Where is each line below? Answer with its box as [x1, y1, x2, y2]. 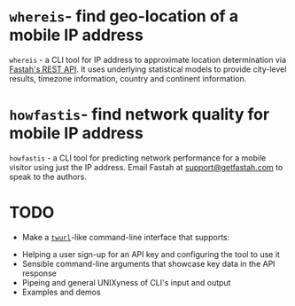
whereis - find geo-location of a [9, 6, 239, 27]
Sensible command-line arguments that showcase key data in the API [21, 258, 276, 269]
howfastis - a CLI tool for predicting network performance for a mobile [9, 153, 267, 163]
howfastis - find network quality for [9, 105, 270, 125]
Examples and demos [21, 286, 101, 297]
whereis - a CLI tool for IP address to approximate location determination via [9, 54, 286, 65]
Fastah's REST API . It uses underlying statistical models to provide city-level [9, 64, 287, 75]
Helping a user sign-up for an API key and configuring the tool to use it [21, 248, 281, 259]
